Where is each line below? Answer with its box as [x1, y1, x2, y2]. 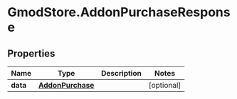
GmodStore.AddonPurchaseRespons [7, 4, 231, 21]
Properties [7, 47, 56, 59]
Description [100, 69, 142, 78]
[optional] [148, 81, 181, 90]
